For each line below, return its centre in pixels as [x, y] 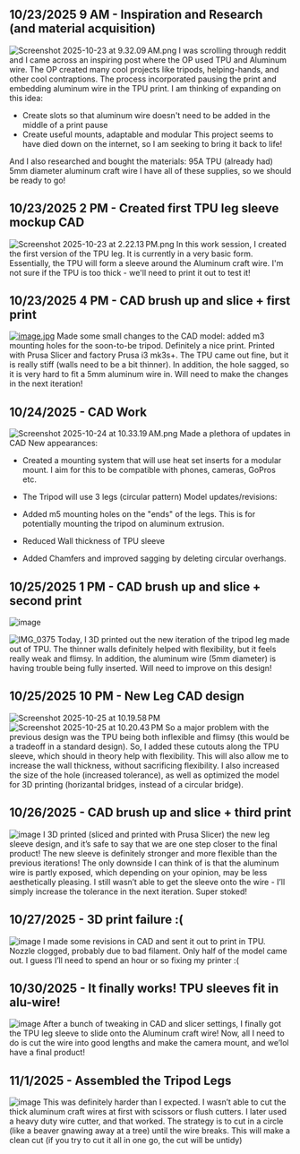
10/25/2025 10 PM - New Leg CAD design [127, 697]
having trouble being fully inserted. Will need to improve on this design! [141, 668]
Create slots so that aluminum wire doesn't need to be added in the [146, 115]
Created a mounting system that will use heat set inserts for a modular [152, 461]
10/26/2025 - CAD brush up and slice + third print [150, 813]
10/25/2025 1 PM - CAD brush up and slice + [135, 586]
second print [46, 601]
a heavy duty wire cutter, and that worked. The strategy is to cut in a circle [146, 1121]
